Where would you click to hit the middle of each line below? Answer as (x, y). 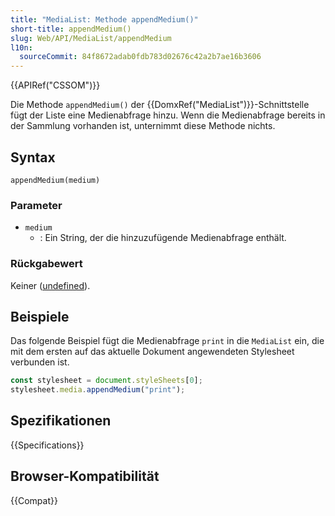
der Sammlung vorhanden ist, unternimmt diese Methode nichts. (143, 126)
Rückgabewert (46, 264)
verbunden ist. (40, 362)
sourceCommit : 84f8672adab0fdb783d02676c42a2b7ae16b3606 (140, 57)
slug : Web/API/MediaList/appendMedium (91, 38)
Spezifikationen (61, 421)
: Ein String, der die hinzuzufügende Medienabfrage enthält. (163, 238)
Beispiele (40, 316)
